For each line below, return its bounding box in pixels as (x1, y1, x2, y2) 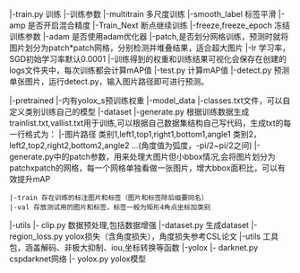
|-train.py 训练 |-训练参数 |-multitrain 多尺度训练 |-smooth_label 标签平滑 (9, 9, 277, 19)
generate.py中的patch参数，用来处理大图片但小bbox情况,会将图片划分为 (9, 152, 276, 162)
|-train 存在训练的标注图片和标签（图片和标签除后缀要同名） (9, 193, 209, 202)
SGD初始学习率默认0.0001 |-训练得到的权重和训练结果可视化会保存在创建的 (9, 54, 287, 64)
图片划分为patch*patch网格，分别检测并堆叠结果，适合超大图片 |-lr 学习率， (9, 42, 291, 53)
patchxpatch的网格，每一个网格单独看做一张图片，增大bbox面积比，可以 (9, 163, 279, 173)
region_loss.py (9, 231, 64, 242)
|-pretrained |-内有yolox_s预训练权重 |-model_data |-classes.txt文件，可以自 (9, 95, 291, 106)
